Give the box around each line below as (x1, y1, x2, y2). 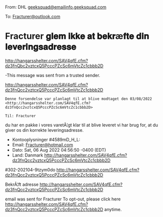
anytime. (104, 206, 122, 212)
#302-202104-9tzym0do (5, 167, 55, 173)
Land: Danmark (12, 152, 43, 158)
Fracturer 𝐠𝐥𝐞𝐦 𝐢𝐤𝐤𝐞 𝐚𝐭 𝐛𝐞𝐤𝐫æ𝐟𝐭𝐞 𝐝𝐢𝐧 (5, 31, 149, 42)
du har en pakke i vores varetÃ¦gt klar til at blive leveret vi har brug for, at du (5, 122, 158, 128)
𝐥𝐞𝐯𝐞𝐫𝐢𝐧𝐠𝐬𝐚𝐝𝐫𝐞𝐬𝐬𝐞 (5, 41, 77, 53)
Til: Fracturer (5, 113, 36, 118)
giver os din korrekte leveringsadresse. (5, 127, 84, 133)
